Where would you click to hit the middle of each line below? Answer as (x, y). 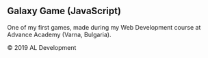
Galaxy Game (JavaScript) (64, 11)
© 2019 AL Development (42, 47)
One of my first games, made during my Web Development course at (104, 27)
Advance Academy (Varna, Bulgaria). (59, 34)
